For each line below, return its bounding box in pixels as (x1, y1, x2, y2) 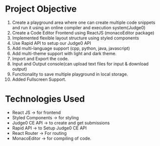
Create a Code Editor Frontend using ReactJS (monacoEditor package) (12, 30, 155, 36)
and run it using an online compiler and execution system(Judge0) (12, 24, 146, 30)
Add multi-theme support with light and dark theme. (12, 50, 117, 56)
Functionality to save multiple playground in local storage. (12, 71, 128, 77)
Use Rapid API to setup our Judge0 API (12, 40, 91, 46)
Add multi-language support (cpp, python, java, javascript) (12, 45, 130, 51)
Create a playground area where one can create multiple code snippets (12, 19, 156, 25)
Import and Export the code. (12, 55, 69, 61)
